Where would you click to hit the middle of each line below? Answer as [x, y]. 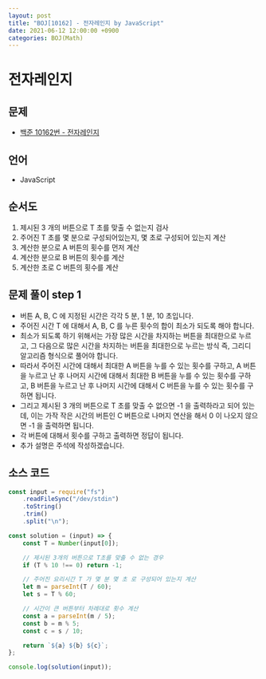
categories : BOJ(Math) [46, 38]
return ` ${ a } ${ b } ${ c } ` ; [66, 645]
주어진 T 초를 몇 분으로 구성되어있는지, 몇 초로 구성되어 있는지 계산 [123, 237]
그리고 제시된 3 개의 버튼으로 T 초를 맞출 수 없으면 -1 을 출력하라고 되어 [130, 405]
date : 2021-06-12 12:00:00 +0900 [64, 30]
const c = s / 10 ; [53, 631]
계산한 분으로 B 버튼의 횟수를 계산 [72, 257]
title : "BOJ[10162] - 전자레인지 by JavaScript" [86, 23]
